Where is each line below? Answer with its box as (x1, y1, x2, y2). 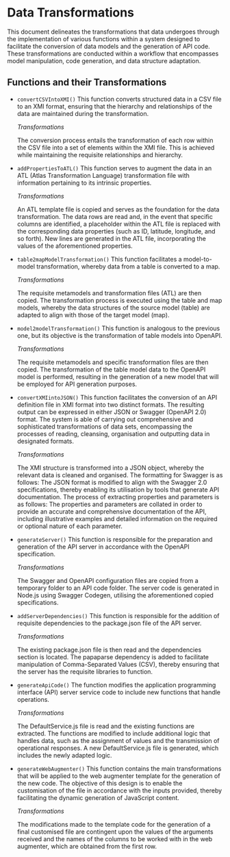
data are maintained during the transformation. (16, 109, 149, 117)
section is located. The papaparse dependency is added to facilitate (16, 652, 209, 661)
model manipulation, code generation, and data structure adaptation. (7, 56, 201, 65)
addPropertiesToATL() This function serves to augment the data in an (16, 163, 212, 172)
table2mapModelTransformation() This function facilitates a (16, 255, 183, 263)
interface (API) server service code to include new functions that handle (16, 688, 221, 696)
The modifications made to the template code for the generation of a (16, 820, 211, 828)
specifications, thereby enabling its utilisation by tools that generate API (16, 485, 220, 494)
